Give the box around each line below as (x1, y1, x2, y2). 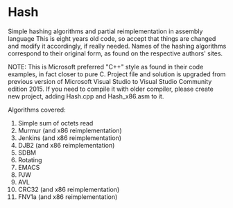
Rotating (17, 155, 42, 164)
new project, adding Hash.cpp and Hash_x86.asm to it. (8, 92, 164, 101)
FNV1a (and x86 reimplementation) (17, 192, 118, 201)
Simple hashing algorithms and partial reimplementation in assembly (8, 27, 203, 35)
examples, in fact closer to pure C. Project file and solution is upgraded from (8, 70, 226, 78)
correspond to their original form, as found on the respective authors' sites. (8, 49, 223, 58)
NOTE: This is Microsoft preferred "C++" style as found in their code (8, 62, 204, 71)
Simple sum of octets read (17, 119, 94, 127)
